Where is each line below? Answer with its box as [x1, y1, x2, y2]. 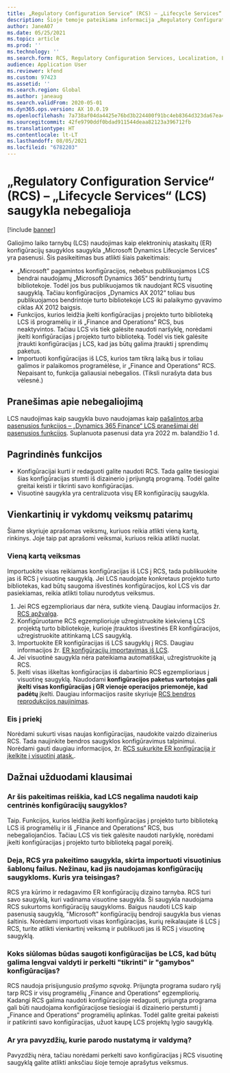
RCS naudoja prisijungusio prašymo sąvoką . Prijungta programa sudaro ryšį [7, 982, 221, 990]
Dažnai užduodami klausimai [7, 772, 133, 783]
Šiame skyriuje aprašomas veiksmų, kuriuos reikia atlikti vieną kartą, [7, 527, 199, 535]
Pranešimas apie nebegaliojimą [7, 396, 144, 408]
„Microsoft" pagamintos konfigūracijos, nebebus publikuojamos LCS [16, 266, 210, 275]
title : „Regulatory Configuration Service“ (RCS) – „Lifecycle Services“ [7, 10, 222, 17]
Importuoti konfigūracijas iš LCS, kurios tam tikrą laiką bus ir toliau [16, 354, 204, 362]
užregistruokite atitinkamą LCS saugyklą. [16, 631, 132, 639]
